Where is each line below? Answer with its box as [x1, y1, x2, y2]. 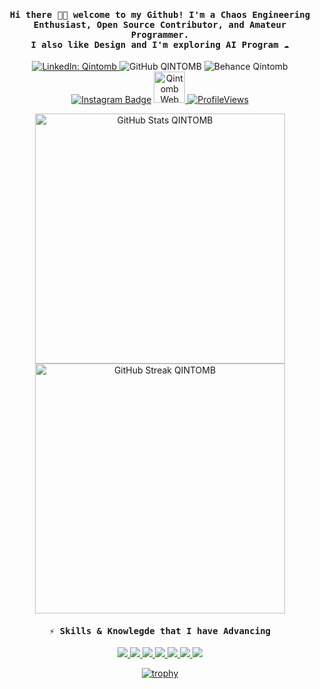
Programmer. [130, 29, 190, 40]
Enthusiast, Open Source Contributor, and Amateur [33, 19, 287, 30]
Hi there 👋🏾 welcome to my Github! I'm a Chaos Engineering [9, 9, 311, 20]
